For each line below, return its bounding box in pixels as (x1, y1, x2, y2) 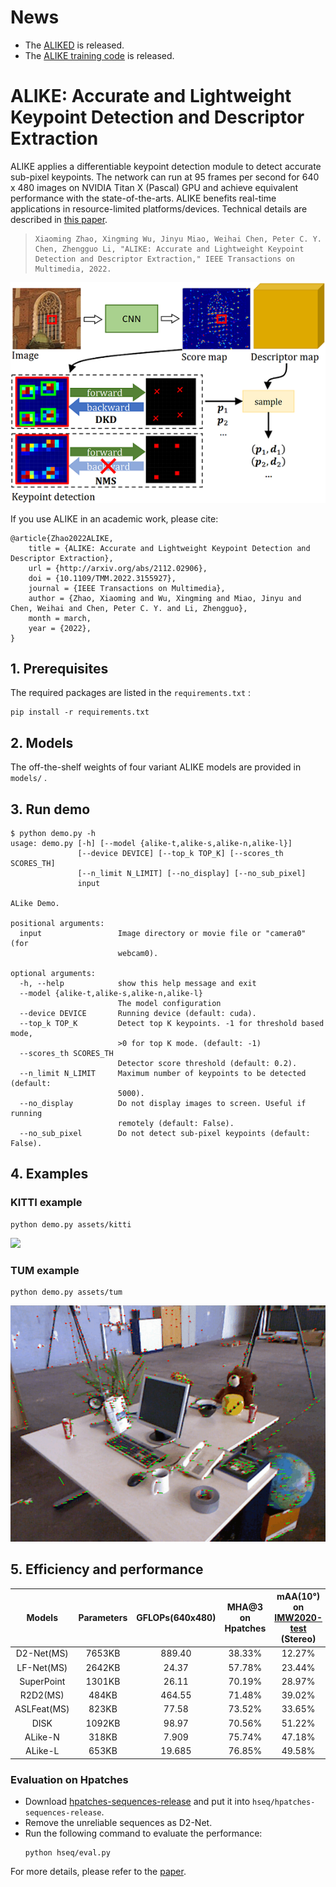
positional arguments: (10, 918, 105, 928)
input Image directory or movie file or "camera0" (19, 928, 307, 938)
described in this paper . (10, 213, 108, 225)
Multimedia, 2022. (34, 264, 112, 274)
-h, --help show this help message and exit (19, 978, 257, 988)
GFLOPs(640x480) (136, 1612, 217, 1624)
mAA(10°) (276, 1591, 321, 1603)
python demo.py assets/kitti (10, 1219, 132, 1230)
